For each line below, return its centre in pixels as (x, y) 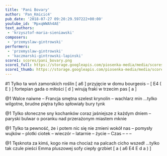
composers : (16, 38)
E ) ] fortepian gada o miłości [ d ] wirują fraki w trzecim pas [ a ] (71, 89)
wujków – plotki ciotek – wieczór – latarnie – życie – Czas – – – (68, 133)
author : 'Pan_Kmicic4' (29, 14)
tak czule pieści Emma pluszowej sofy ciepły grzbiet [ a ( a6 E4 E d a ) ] (78, 148)
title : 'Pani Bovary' (28, 10)
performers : (17, 47)
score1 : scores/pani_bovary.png (39, 60)
